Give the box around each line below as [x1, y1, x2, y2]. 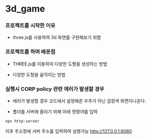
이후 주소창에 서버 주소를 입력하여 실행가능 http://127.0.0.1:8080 [5, 128, 132, 134]
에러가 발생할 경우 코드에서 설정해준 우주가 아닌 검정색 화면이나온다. [12, 98, 146, 104]
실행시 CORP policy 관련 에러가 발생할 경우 [5, 85, 105, 92]
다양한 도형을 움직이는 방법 [12, 71, 66, 77]
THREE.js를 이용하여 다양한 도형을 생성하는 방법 [12, 61, 108, 67]
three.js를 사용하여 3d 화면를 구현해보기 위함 [12, 34, 101, 40]
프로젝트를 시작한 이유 [5, 22, 56, 29]
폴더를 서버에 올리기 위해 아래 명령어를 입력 [12, 109, 98, 115]
